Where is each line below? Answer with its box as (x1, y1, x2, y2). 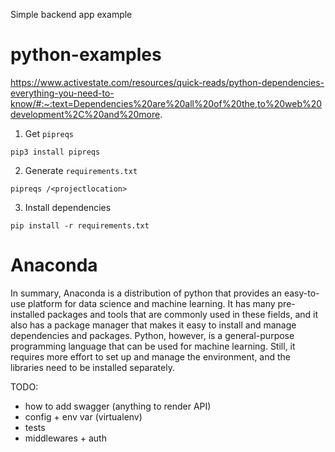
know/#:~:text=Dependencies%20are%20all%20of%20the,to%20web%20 (10, 97, 323, 109)
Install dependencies (24, 201, 112, 213)
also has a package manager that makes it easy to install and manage (10, 319, 297, 331)
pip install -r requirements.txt (10, 220, 150, 231)
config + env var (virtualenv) (24, 410, 143, 423)
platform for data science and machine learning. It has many (27, 297, 276, 309)
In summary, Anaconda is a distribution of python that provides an (10, 287, 283, 299)
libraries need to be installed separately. (10, 361, 175, 373)
